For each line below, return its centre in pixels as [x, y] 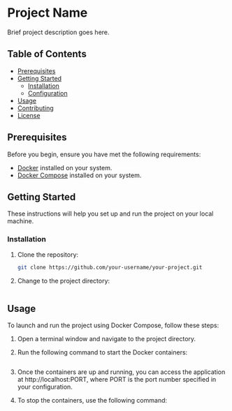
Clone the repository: [48, 254]
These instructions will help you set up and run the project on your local [110, 214]
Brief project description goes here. [58, 32]
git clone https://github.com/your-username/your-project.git [110, 267]
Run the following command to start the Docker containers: [102, 352]
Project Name [48, 13]
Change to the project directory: [64, 281]
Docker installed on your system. [65, 167]
